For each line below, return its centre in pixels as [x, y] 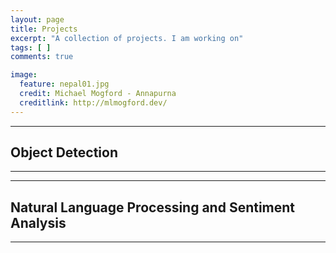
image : [24, 75]
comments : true [42, 57]
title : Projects [44, 29]
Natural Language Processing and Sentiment [153, 207]
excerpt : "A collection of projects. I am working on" [127, 38]
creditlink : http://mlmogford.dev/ [93, 102]
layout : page [37, 19]
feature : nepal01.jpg [64, 84]
